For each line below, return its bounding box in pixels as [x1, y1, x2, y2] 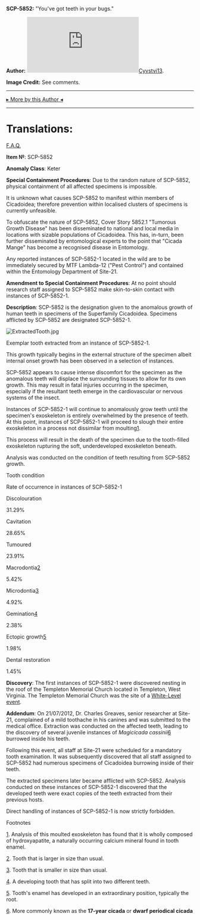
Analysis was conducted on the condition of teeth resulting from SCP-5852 [6, 453, 190, 461]
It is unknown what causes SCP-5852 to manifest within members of [6, 194, 174, 201]
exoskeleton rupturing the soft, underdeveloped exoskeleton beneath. [6, 442, 177, 449]
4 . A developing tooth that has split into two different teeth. [6, 878, 151, 885]
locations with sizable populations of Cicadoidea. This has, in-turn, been [6, 231, 184, 238]
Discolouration [6, 495, 42, 502]
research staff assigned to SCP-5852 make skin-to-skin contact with [6, 286, 174, 293]
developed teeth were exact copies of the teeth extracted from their [6, 790, 173, 797]
